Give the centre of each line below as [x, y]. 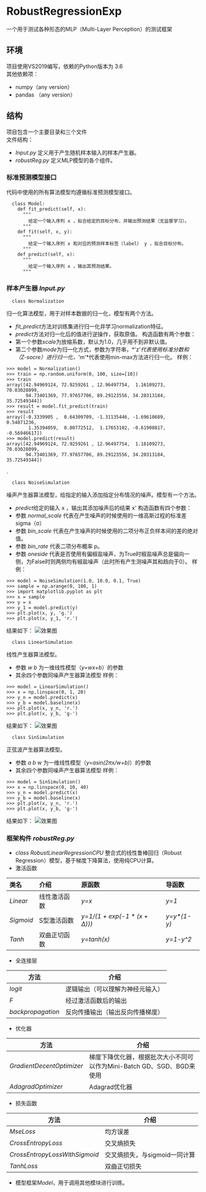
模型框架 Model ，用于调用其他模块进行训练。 [71, 1183]
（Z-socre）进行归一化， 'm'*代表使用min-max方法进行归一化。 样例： [104, 357]
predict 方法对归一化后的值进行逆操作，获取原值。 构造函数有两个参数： [105, 334]
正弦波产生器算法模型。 [36, 749]
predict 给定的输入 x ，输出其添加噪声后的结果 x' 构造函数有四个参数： [103, 508]
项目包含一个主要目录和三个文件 [47, 132]
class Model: [29, 204]
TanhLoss [24, 1166]
